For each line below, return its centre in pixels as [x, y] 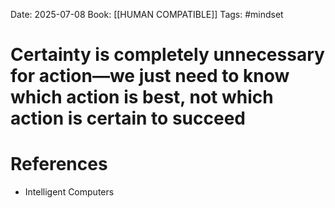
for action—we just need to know [150, 76]
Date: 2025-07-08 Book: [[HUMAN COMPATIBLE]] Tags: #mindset [147, 14]
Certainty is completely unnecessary [167, 55]
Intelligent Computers [69, 192]
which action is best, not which [142, 97]
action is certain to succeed [128, 118]
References [59, 164]
